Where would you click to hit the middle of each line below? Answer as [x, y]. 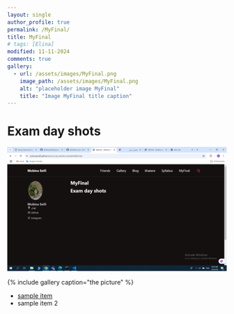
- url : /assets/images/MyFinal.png [65, 73]
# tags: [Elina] [31, 44]
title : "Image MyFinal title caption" [76, 96]
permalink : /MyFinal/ [39, 29]
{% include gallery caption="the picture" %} [71, 282]
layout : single [29, 15]
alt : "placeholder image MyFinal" [70, 88]
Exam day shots [54, 131]
